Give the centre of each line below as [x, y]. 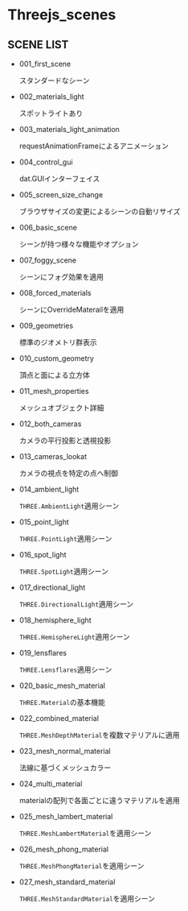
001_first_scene [45, 64]
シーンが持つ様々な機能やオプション [79, 244]
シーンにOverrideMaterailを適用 [72, 309]
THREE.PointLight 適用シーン [65, 538]
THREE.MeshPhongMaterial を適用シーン [82, 866]
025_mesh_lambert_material [66, 816]
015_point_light [44, 522]
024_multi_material [51, 784]
